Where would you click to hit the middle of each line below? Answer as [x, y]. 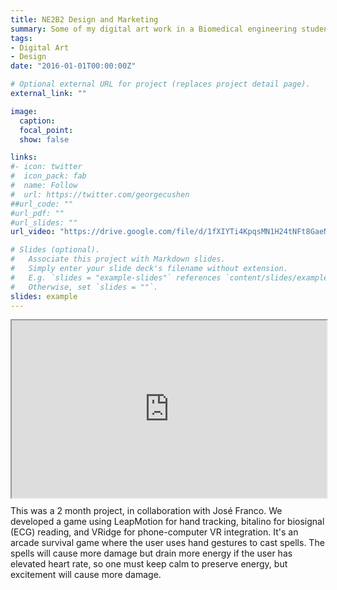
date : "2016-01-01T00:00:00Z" [73, 66]
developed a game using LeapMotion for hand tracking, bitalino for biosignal [167, 521]
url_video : [33, 232]
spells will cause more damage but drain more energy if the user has [151, 553]
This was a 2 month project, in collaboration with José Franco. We [146, 510]
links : [24, 157]
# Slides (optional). [55, 250]
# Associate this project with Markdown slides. [118, 259]
